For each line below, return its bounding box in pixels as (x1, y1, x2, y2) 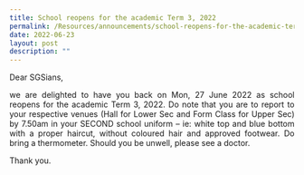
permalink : (9, 22, 51, 31)
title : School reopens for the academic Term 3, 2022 (9, 13, 217, 23)
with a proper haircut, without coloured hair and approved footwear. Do (9, 128, 295, 139)
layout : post (9, 38, 59, 48)
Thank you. (9, 155, 52, 166)
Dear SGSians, (9, 72, 63, 83)
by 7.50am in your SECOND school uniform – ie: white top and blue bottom (9, 119, 295, 130)
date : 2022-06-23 (9, 30, 75, 39)
